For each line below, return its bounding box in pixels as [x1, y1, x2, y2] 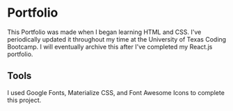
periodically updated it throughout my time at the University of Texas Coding [7, 35, 227, 43]
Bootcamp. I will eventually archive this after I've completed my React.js [7, 42, 213, 51]
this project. [7, 96, 42, 104]
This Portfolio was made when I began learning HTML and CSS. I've [7, 28, 202, 36]
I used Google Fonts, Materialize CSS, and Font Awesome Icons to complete [7, 88, 225, 96]
